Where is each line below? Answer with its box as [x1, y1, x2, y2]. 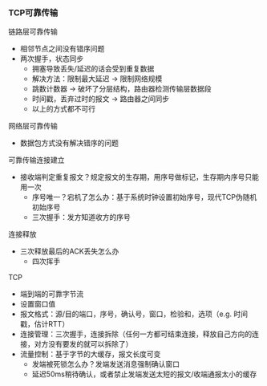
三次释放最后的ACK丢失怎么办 [19, 246, 119, 256]
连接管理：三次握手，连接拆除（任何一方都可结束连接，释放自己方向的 [19, 329, 253, 339]
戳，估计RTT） [19, 319, 70, 329]
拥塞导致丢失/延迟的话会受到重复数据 [31, 64, 155, 74]
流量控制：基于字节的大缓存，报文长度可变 [19, 349, 161, 359]
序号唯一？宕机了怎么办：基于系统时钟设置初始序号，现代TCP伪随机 [31, 193, 257, 202]
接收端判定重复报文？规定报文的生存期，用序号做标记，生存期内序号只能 [19, 173, 259, 182]
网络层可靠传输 [8, 121, 58, 131]
